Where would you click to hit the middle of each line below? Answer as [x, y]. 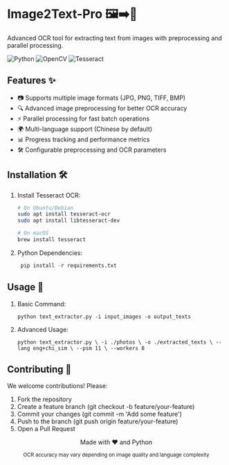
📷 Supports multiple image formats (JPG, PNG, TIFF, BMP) [101, 98]
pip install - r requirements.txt [68, 265]
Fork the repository [45, 399]
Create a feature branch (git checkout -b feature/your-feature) [106, 407]
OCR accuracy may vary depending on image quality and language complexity [116, 455]
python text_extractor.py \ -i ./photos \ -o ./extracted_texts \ [115, 342]
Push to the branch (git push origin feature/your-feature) [98, 421]
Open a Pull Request [46, 429]
